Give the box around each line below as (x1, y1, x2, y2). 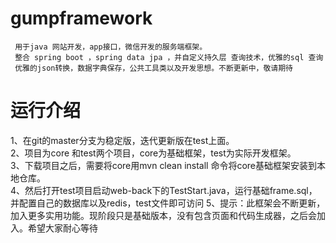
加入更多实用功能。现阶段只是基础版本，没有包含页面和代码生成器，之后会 (10, 209, 317, 221)
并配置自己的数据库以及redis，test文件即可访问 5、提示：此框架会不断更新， (10, 197, 326, 209)
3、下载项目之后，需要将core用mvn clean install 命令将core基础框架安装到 (10, 159, 318, 171)
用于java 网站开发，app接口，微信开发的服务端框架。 (14, 42, 208, 52)
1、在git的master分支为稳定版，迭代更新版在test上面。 (10, 134, 235, 146)
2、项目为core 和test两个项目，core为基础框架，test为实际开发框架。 (10, 147, 297, 159)
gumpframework (10, 7, 153, 30)
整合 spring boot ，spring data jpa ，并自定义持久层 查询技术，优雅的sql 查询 (14, 52, 324, 62)
